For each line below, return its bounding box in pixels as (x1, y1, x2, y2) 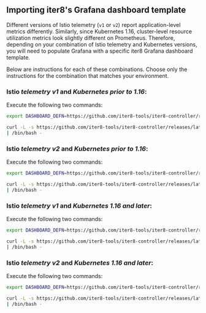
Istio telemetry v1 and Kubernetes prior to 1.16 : (6, 87, 147, 96)
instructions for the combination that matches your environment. (6, 72, 169, 79)
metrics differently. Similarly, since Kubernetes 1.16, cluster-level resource (6, 28, 192, 35)
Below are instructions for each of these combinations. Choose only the (6, 66, 188, 73)
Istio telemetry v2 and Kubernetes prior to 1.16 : (6, 144, 148, 153)
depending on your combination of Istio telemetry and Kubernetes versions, (6, 40, 197, 48)
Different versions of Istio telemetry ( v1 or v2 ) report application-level (6, 21, 181, 28)
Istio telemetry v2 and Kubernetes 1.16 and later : (6, 258, 153, 267)
